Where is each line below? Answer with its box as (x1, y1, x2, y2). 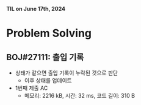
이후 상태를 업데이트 (24, 77, 72, 84)
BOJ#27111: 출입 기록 (6, 52, 84, 63)
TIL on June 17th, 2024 (6, 5, 66, 12)
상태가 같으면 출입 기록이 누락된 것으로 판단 (15, 69, 118, 76)
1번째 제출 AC (15, 84, 48, 92)
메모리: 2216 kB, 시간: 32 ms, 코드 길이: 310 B (24, 92, 136, 99)
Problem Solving (6, 27, 92, 40)
